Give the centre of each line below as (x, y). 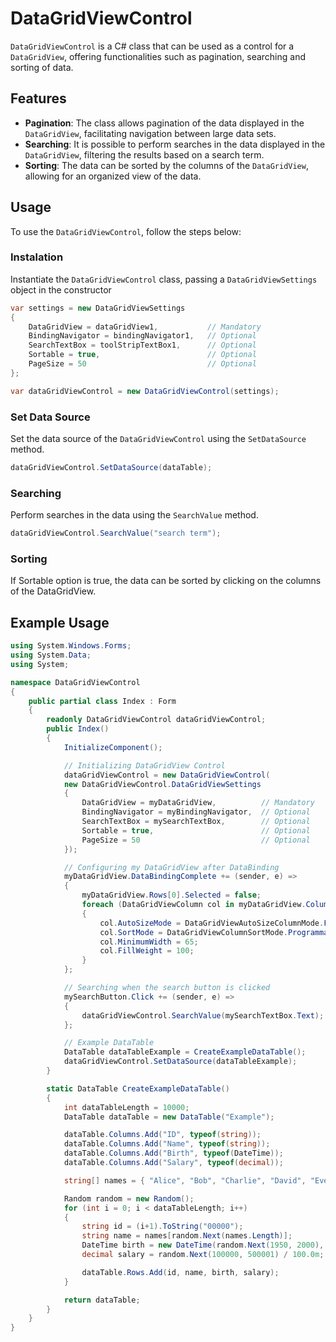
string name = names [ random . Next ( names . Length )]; (187, 1236)
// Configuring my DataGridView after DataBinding (171, 867)
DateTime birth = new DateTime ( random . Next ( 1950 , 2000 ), (203, 1245)
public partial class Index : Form (102, 701)
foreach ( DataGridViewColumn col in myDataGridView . (194, 905)
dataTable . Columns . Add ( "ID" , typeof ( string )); (162, 1135)
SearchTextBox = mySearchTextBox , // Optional (196, 822)
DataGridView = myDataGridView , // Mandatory (198, 803)
